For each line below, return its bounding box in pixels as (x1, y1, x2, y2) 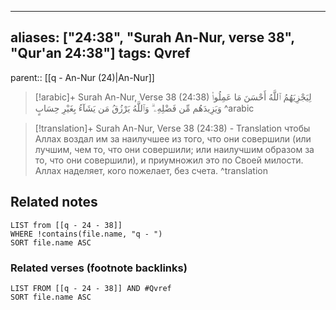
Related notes (10, 194, 98, 211)
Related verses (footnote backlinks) (10, 261, 188, 275)
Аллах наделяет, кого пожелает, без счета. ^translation (34, 164, 268, 176)
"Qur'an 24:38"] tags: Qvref (10, 45, 191, 62)
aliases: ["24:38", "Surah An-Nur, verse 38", (10, 29, 295, 46)
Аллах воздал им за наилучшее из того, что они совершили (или (34, 132, 312, 145)
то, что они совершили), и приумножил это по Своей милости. (34, 154, 304, 166)
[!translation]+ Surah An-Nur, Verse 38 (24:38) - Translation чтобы (34, 122, 311, 134)
